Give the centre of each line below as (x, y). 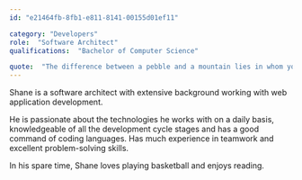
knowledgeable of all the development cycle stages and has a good (134, 129)
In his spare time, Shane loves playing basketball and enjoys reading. (137, 166)
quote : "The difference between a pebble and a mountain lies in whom (146, 67)
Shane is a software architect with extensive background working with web (148, 93)
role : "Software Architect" (64, 42)
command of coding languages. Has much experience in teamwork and (142, 139)
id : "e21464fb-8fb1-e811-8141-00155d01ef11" (94, 18)
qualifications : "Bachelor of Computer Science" (104, 50)
